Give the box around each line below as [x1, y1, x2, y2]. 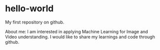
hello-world [5, 3, 54, 14]
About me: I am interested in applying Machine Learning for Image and [5, 28, 148, 34]
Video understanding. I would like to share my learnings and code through [5, 34, 155, 40]
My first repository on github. [5, 19, 64, 25]
